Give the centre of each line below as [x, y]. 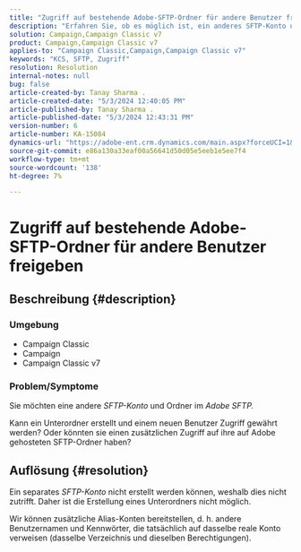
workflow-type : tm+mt [50, 159]
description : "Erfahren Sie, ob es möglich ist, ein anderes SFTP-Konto [148, 26]
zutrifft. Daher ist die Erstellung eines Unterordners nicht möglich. [130, 502]
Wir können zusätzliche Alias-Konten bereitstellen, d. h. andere [125, 519]
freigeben [47, 266]
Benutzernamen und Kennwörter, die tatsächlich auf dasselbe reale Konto [145, 529]
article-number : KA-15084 [57, 134]
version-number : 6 [43, 126]
